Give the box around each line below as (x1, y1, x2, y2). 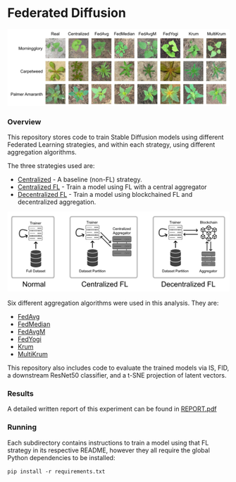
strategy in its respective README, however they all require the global (7, 446, 210, 454)
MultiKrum (17, 350, 48, 359)
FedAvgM (17, 327, 46, 336)
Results (7, 389, 34, 398)
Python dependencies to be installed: (7, 453, 116, 462)
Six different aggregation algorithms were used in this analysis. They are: (7, 299, 219, 308)
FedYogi (17, 335, 42, 344)
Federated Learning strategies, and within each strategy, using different (7, 140, 216, 149)
